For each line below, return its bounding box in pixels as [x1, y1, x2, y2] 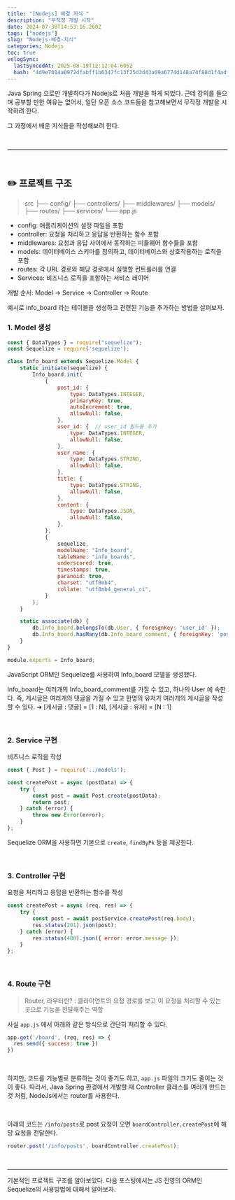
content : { [57, 501, 90, 508]
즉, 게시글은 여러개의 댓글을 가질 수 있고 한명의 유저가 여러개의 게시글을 [16, 693, 211, 702]
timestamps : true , [57, 566, 111, 574]
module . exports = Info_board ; [7, 656, 96, 663]
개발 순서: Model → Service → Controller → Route [7, 288, 148, 297]
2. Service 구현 [7, 735, 58, 745]
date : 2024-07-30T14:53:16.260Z [7, 23, 101, 30]
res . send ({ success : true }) [13, 1040, 99, 1047]
